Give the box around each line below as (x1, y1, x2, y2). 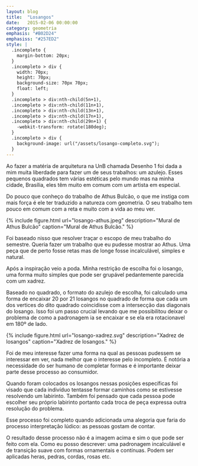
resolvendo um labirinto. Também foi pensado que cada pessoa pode (6, 392, 176, 399)
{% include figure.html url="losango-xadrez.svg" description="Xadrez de (6, 332, 184, 339)
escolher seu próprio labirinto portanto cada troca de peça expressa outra (6, 399, 187, 406)
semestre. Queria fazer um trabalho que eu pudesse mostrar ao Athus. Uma (6, 241, 191, 248)
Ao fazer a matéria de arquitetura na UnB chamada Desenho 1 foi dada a (6, 162, 182, 169)
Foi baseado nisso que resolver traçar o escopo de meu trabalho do (6, 234, 171, 241)
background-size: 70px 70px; (17, 80, 89, 86)
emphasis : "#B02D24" (6, 31, 57, 37)
